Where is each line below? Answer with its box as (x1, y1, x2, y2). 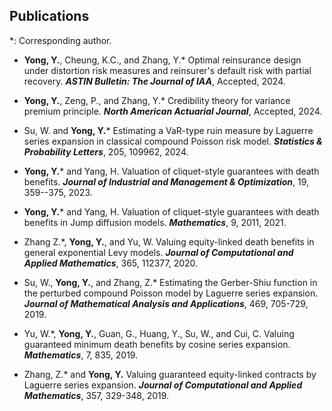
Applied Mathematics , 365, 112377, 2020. (23, 257, 199, 269)
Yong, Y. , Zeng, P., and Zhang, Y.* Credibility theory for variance (23, 94, 291, 106)
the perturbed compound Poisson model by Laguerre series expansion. (23, 287, 319, 299)
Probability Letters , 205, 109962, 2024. (23, 145, 189, 158)
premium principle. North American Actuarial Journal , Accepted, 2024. (23, 105, 323, 117)
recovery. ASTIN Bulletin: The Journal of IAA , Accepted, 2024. (23, 75, 286, 87)
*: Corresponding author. (9, 34, 112, 46)
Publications (9, 8, 90, 25)
